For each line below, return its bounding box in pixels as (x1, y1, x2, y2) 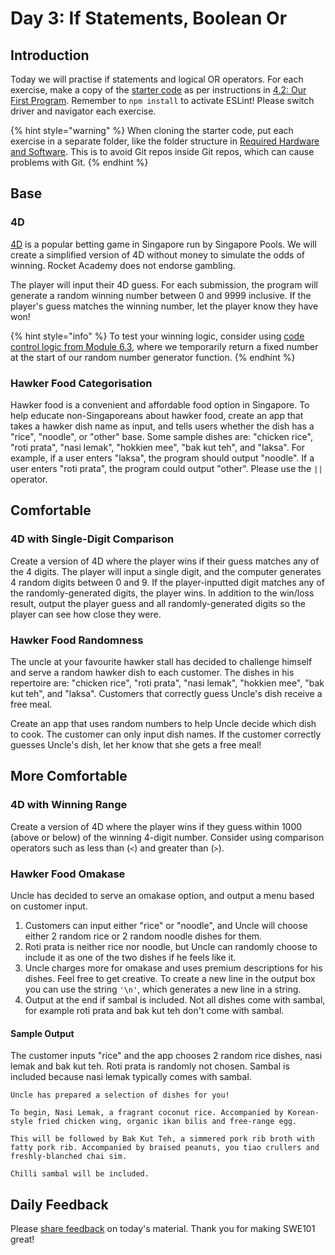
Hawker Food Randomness (10, 633, 144, 647)
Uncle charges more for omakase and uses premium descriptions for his (24, 962, 323, 974)
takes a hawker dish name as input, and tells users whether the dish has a (10, 420, 315, 432)
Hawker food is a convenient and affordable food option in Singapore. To (10, 398, 310, 411)
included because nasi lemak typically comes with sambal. (10, 1071, 252, 1083)
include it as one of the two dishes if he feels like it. (24, 951, 237, 963)
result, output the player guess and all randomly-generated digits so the (10, 597, 306, 609)
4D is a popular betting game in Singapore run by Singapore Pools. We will (10, 238, 317, 250)
